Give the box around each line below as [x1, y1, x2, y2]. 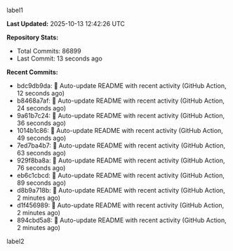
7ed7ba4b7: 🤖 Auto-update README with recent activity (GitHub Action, [16, 141, 226, 150]
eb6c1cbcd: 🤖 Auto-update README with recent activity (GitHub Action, [16, 172, 225, 179]
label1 [6, 6, 24, 14]
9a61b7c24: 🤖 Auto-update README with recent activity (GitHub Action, [16, 112, 225, 120]
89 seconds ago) [16, 179, 66, 187]
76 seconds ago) [16, 164, 66, 172]
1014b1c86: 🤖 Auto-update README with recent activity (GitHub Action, [16, 127, 224, 134]
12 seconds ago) [16, 89, 65, 97]
